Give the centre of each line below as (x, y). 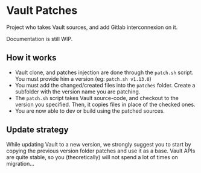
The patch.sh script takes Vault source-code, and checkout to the (97, 98)
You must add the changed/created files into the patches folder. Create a (105, 85)
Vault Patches (42, 11)
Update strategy (37, 130)
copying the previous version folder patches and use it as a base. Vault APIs (101, 151)
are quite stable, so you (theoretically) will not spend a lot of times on (92, 157)
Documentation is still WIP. (40, 39)
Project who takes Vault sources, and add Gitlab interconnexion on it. (92, 27)
